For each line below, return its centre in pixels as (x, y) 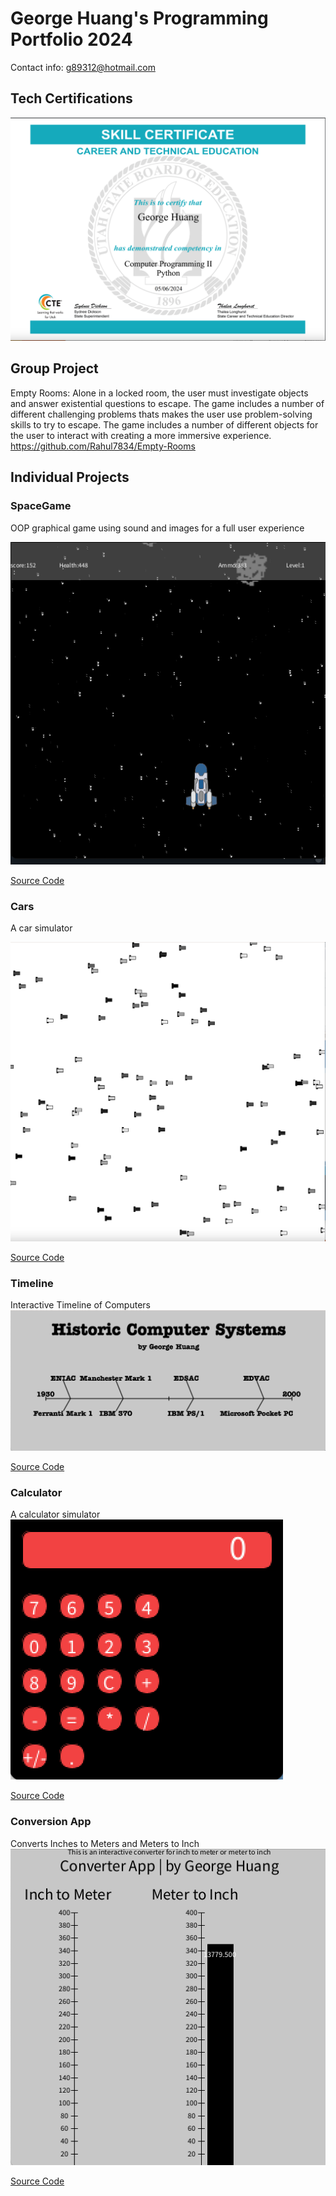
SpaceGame (41, 506)
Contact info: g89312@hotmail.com (83, 67)
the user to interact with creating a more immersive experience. (141, 435)
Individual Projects (70, 477)
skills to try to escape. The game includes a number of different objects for (164, 424)
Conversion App (51, 1822)
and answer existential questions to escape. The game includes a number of (167, 403)
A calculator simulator (55, 1514)
